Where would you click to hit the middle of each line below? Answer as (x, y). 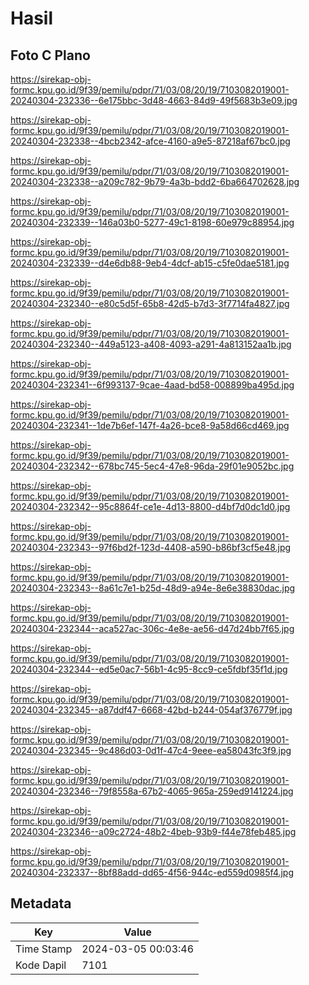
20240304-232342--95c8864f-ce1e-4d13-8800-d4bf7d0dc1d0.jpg (150, 506)
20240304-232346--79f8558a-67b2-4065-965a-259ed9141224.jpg (152, 791)
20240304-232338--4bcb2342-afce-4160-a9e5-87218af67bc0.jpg (150, 141)
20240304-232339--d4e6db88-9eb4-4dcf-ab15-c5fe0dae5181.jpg (150, 263)
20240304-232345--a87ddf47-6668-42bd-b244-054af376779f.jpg (151, 710)
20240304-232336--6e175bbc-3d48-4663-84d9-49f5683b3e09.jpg (154, 100)
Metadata (41, 903)
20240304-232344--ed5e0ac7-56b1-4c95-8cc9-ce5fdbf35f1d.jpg (149, 669)
